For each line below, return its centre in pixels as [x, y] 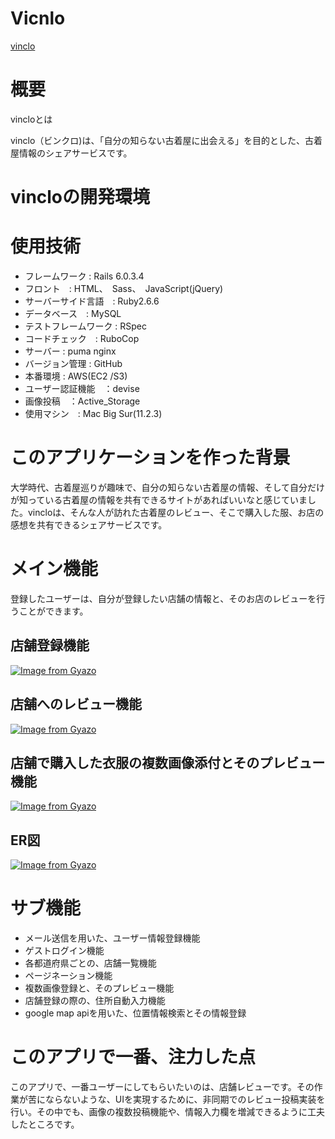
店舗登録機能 [50, 645]
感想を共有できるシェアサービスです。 [89, 524]
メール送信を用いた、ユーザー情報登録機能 [112, 938]
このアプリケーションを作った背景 [150, 458]
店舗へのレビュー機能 [76, 704]
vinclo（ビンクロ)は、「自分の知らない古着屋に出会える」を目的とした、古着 [166, 140]
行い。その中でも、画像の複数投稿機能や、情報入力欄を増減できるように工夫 [167, 1111]
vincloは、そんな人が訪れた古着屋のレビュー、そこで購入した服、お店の [176, 512]
